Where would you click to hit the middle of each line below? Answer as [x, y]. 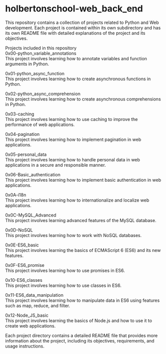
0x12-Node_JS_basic [27, 315]
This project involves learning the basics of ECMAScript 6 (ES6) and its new [83, 250]
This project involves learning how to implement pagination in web [73, 139]
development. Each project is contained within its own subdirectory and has [83, 27]
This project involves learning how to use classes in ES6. [63, 285]
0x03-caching [20, 114]
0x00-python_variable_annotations [41, 53]
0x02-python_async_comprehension [43, 94]
